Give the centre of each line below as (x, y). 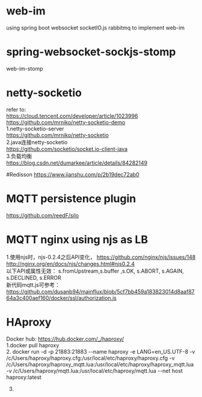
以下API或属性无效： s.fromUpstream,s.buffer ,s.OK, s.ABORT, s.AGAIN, (95, 271)
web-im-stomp (25, 68)
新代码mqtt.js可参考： (33, 285)
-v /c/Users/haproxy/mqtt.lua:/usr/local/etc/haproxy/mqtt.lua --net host (95, 371)
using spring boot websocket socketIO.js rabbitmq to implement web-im (96, 28)
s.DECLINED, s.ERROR (34, 277)
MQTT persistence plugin (71, 199)
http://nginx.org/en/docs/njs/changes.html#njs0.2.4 (71, 264)
